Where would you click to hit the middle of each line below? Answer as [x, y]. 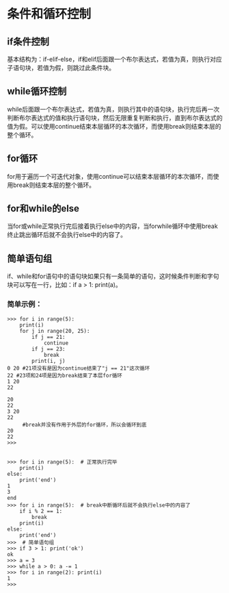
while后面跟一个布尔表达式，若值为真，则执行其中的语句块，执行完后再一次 [113, 109]
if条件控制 [28, 41]
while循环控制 [37, 91]
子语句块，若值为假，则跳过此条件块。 [61, 68]
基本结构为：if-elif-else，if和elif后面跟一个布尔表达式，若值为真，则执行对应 [114, 59]
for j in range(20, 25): [55, 331]
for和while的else [43, 209]
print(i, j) [49, 361]
